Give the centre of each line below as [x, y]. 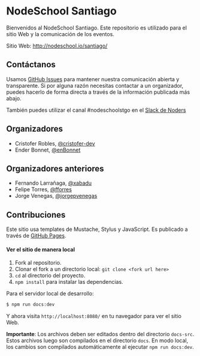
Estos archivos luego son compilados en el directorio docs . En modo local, [97, 340]
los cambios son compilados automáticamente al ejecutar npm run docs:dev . [100, 347]
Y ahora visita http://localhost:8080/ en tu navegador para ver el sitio [94, 316]
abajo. [14, 98]
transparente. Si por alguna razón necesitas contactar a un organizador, [95, 85]
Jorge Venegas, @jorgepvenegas [56, 196]
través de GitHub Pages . [36, 236]
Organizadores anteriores [55, 169]
